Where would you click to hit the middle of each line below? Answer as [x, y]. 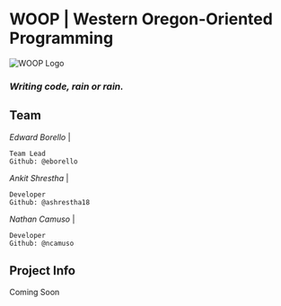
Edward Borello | [40, 137]
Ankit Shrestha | [39, 178]
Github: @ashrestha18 [50, 202]
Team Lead [28, 153]
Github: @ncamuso [42, 243]
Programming [61, 38]
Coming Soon [35, 293]
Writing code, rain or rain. [66, 86]
